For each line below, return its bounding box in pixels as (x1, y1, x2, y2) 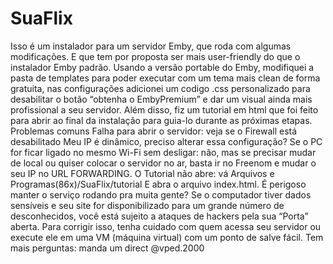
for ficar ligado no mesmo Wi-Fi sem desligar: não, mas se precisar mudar (10, 146, 317, 158)
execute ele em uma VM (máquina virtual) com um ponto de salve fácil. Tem (10, 231, 324, 243)
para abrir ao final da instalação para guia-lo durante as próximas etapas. (10, 114, 313, 126)
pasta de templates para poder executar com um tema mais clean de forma (10, 72, 321, 84)
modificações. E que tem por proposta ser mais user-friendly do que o (10, 50, 301, 62)
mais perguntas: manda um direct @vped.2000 (10, 242, 205, 254)
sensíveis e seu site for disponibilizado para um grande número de (10, 199, 285, 211)
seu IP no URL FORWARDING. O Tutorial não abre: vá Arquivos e (10, 167, 275, 179)
